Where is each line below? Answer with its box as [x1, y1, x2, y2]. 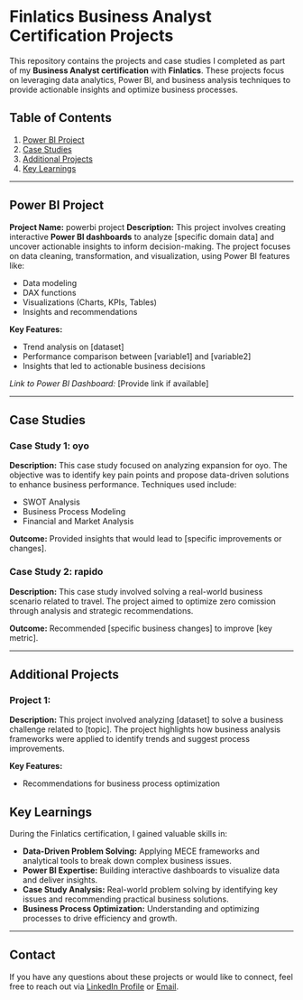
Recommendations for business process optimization [22, 778, 221, 789]
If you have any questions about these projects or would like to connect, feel [9, 971, 293, 982]
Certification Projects [9, 25, 174, 46]
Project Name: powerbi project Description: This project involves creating [9, 221, 286, 232]
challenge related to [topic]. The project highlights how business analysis [9, 724, 281, 735]
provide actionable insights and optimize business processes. [9, 84, 239, 95]
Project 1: [9, 693, 51, 706]
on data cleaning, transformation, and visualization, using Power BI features [9, 250, 290, 261]
